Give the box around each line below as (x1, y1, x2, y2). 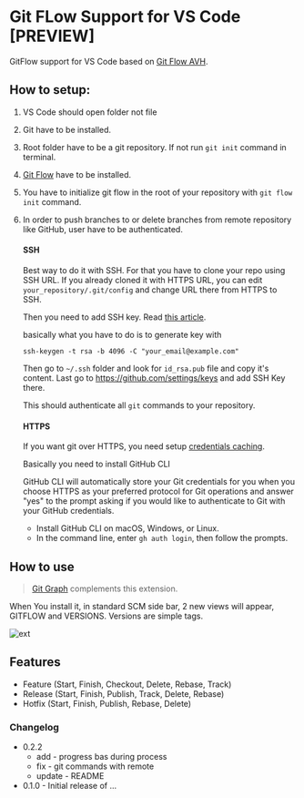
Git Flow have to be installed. (22, 169, 132, 179)
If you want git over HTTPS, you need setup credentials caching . (22, 441, 266, 452)
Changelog (9, 721, 59, 733)
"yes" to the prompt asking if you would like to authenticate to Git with (22, 496, 286, 506)
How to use (9, 558, 75, 575)
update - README (35, 771, 105, 782)
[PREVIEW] (9, 26, 96, 46)
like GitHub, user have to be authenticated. (22, 223, 184, 234)
